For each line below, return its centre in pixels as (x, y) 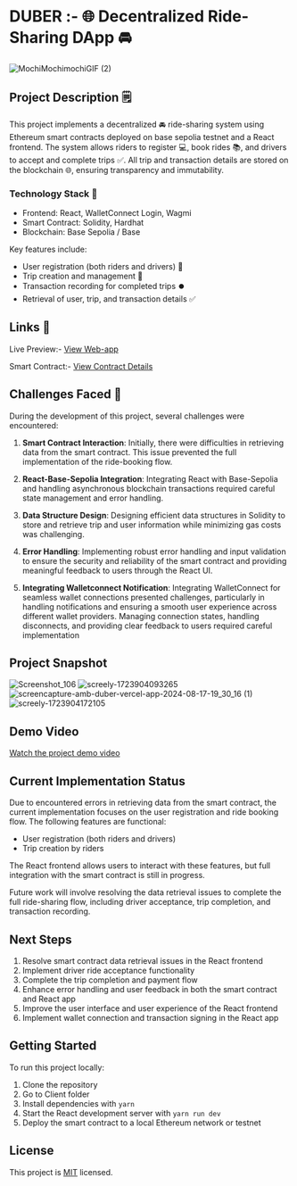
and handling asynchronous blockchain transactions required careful (148, 488)
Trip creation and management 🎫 (82, 276)
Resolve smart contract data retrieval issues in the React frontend (142, 960)
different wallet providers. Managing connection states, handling (141, 616)
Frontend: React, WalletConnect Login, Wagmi (107, 213)
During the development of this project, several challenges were (127, 416)
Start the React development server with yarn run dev (121, 1113)
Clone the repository (60, 1084)
